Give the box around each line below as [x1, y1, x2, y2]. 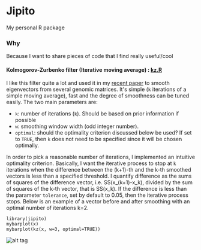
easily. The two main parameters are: [6, 99, 98, 106]
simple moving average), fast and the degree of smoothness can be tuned [6, 92, 190, 99]
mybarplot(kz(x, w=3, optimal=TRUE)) [6, 226, 101, 233]
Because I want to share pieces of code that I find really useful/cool [6, 53, 173, 60]
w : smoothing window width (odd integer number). [14, 123, 139, 130]
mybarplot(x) [6, 221, 39, 227]
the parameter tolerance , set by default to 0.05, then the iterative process [6, 191, 189, 199]
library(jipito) [6, 216, 47, 222]
